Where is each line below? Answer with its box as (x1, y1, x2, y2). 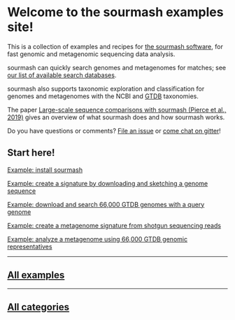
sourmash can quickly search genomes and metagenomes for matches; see (7, 63, 227, 72)
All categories (7, 301, 70, 313)
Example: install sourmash (7, 166, 83, 174)
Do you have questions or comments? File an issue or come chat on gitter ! (7, 126, 222, 135)
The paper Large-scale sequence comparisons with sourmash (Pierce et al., (7, 105, 227, 114)
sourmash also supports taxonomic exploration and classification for (7, 84, 205, 93)
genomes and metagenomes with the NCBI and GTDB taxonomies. (7, 92, 199, 100)
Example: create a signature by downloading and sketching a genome (7, 179, 208, 187)
